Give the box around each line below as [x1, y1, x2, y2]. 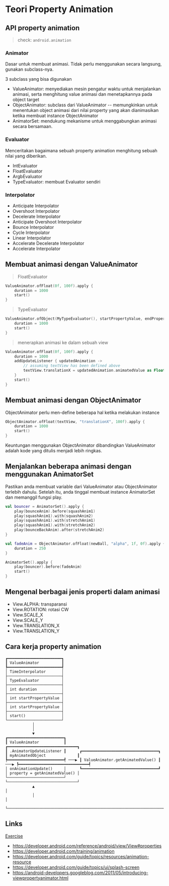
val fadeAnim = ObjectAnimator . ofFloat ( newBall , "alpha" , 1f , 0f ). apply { [5, 541, 165, 546]
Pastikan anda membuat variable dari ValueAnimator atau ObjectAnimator [5, 483, 157, 490]
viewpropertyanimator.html [12, 875, 69, 881]
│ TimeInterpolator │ [5, 669, 64, 674]
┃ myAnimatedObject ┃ [5, 753, 80, 758]
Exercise [5, 833, 23, 839]
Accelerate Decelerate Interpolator [12, 240, 84, 246]
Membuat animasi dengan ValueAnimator [5, 260, 138, 269]
